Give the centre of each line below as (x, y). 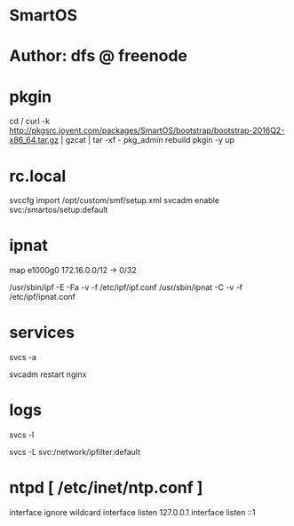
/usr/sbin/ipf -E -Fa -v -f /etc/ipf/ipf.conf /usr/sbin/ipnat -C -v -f (126, 287)
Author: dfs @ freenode (99, 56)
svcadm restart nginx (48, 374)
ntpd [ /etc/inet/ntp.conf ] (106, 488)
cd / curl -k (30, 122)
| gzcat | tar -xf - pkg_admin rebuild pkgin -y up (148, 140)
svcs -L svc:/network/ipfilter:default (75, 452)
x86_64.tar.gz (34, 140)
